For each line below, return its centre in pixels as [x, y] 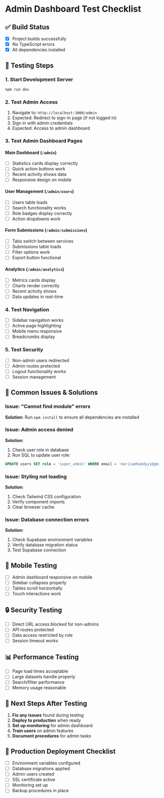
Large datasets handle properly [44, 677]
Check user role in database [41, 450]
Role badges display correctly [42, 213]
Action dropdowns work [36, 219]
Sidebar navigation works [38, 320]
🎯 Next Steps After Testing [46, 703]
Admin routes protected [36, 366]
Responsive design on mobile [42, 180]
